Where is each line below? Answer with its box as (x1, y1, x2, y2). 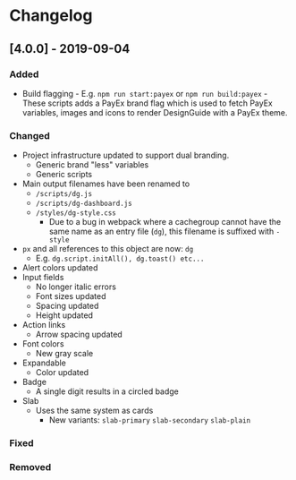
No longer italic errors (35, 281, 116, 292)
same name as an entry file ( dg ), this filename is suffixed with (48, 226, 275, 237)
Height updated (35, 310, 94, 321)
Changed (9, 129, 51, 141)
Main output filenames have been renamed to (21, 178, 190, 189)
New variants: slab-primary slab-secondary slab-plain (48, 415, 251, 425)
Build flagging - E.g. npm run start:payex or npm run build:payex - (21, 88, 268, 99)
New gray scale (35, 348, 94, 359)
